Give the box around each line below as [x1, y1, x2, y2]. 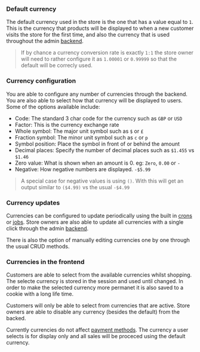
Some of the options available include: [6, 103, 100, 110]
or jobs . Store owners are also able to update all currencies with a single [6, 218, 184, 226]
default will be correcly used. [20, 62, 93, 69]
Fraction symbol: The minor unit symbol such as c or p [14, 133, 148, 141]
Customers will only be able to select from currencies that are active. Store [6, 302, 190, 309]
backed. [6, 315, 26, 322]
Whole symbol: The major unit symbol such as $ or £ [14, 128, 144, 135]
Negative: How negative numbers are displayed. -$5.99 [14, 165, 151, 172]
